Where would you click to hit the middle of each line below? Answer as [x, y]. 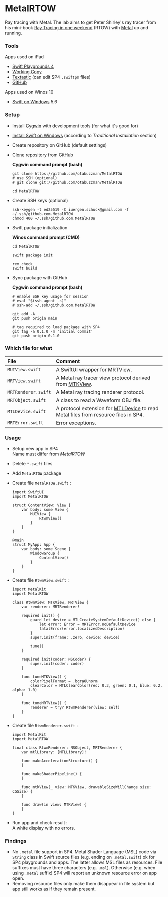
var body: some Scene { [46, 549]
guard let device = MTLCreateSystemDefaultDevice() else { [93, 620]
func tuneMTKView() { [44, 677]
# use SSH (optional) [35, 178]
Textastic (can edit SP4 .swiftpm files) [51, 77]
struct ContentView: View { [41, 505]
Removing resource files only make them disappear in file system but [83, 884]
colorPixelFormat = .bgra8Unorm [64, 681]
